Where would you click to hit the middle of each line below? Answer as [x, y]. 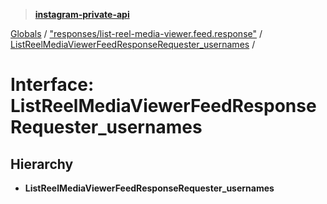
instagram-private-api [82, 14]
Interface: [52, 85]
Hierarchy [42, 164]
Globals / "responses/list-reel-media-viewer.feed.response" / [136, 33]
